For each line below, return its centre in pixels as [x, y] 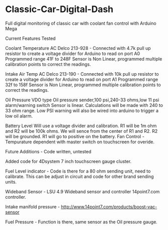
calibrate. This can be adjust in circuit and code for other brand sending [80, 176]
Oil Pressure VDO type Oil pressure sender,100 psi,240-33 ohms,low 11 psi [82, 100]
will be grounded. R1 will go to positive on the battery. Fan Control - [75, 136]
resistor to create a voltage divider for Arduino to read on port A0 [73, 53]
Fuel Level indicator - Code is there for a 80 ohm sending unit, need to [78, 171]
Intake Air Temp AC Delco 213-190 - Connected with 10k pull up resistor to [82, 74]
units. [11, 182]
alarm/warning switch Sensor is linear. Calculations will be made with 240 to [84, 105]
